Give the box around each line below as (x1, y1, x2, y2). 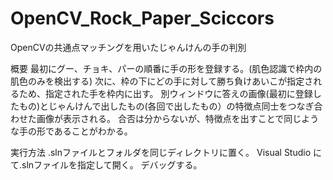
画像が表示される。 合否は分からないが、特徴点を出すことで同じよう (36, 112, 320, 124)
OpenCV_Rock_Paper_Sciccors (10, 7, 275, 30)
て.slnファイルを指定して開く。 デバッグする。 (10, 158, 203, 171)
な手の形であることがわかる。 (10, 125, 133, 137)
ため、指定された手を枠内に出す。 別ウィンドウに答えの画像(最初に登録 (18, 87, 313, 99)
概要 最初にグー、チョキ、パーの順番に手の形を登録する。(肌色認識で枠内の (10, 62, 323, 74)
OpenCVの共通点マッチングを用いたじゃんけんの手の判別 (10, 41, 247, 53)
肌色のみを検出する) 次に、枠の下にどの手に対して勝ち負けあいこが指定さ (10, 75, 314, 87)
